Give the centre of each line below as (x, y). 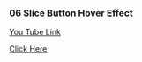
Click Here (28, 49)
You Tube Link (35, 32)
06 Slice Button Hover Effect (71, 13)
